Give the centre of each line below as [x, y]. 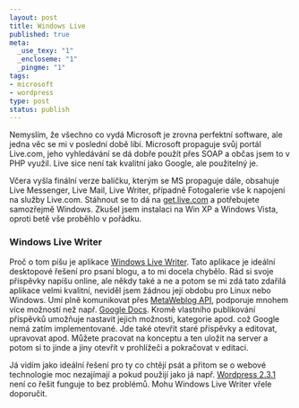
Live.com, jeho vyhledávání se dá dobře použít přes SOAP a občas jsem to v [150, 154]
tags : [19, 76]
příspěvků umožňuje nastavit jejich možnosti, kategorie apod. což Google [145, 318]
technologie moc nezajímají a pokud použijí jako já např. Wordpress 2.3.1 [142, 374]
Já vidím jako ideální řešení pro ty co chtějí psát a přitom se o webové [138, 365]
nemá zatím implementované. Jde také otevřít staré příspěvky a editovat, [143, 328]
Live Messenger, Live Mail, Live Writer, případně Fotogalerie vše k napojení [147, 190]
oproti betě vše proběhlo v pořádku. [76, 219]
